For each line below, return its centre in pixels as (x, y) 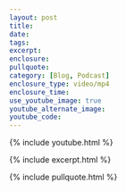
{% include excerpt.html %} (60, 160)
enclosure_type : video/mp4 (59, 84)
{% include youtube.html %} (61, 143)
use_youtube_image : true (55, 100)
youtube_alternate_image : (57, 109)
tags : (19, 42)
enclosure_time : (39, 92)
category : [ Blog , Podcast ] (59, 76)
